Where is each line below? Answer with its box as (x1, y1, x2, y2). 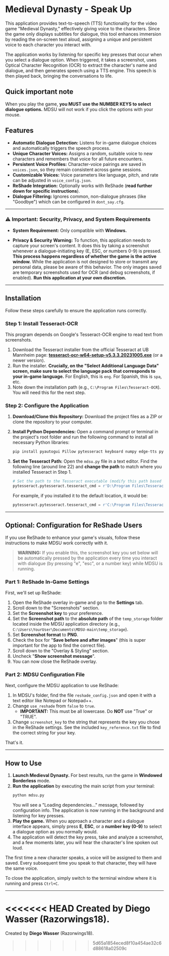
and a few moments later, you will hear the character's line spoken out (12, 839, 158, 846)
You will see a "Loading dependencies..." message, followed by (12, 802, 144, 808)
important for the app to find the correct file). (12, 642, 106, 648)
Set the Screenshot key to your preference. (12, 610, 104, 616)
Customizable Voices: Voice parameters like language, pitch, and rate (12, 172, 158, 178)
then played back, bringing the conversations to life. (5, 73, 113, 79)
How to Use (5, 759, 42, 767)
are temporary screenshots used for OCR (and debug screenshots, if (12, 269, 155, 275)
